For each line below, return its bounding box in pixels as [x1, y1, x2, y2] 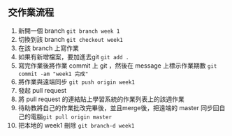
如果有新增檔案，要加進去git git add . [17, 52, 129, 61]
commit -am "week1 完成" [17, 70, 89, 77]
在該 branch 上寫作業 [17, 44, 79, 52]
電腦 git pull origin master [30, 112, 113, 121]
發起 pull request [17, 86, 67, 94]
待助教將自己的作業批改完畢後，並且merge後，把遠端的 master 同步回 [17, 103, 219, 112]
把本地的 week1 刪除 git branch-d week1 [17, 121, 135, 129]
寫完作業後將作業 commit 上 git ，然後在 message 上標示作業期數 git [17, 61, 217, 70]
